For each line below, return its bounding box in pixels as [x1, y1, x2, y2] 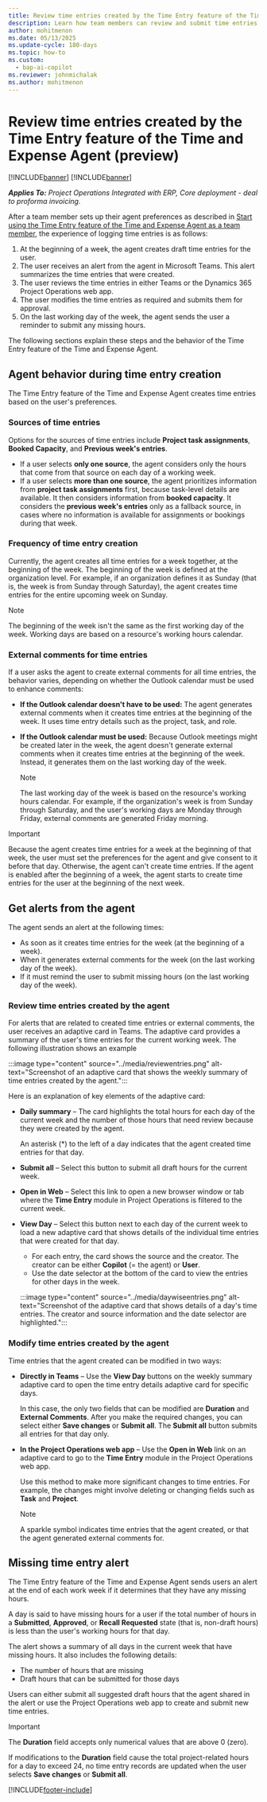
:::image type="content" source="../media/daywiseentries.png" [19, 1292, 227, 1302]
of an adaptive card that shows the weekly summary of [67, 1068, 248, 1077]
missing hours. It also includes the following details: [8, 1650, 177, 1660]
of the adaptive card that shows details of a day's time [79, 1301, 257, 1311]
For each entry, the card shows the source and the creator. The [31, 1252, 239, 1261]
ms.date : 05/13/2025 [8, 33, 77, 42]
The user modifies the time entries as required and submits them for [19, 295, 243, 305]
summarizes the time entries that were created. [19, 270, 175, 279]
